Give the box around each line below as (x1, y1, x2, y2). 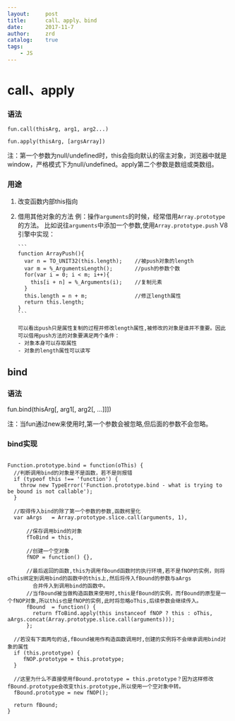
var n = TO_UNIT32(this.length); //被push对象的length (24, 257, 194, 265)
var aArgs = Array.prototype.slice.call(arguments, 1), (13, 513, 188, 521)
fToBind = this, (25, 534, 74, 541)
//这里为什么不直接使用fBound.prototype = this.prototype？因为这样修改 (13, 675, 214, 682)
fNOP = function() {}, (25, 554, 93, 561)
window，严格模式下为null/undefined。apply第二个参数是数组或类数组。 (7, 160, 218, 169)
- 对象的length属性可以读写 (17, 347, 91, 354)
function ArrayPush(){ (17, 250, 85, 257)
